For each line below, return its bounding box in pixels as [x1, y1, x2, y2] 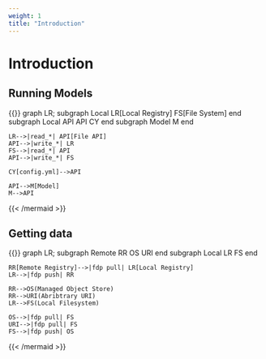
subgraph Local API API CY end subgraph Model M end [8, 117, 195, 126]
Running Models [8, 87, 93, 100]
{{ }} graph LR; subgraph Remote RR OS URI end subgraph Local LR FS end [8, 248, 258, 258]
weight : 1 [8, 11, 42, 20]
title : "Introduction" [8, 19, 85, 28]
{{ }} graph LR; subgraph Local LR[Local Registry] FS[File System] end [8, 108, 242, 118]
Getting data [8, 226, 73, 240]
